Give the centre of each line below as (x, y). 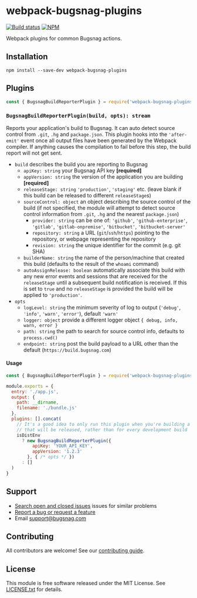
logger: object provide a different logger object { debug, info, (101, 320)
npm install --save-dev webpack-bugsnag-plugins (67, 70)
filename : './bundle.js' (47, 408)
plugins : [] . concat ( (36, 419)
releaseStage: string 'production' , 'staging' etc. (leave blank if (102, 189)
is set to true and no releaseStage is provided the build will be (98, 289)
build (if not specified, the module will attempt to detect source (99, 208)
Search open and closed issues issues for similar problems (86, 505)
